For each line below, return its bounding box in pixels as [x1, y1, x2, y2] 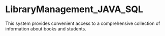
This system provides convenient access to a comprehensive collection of [5, 20, 160, 26]
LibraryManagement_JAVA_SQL [5, 4, 144, 15]
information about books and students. [5, 25, 86, 31]
